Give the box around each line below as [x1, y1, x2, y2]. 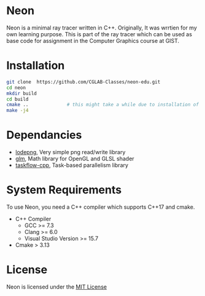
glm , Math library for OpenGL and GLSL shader [15, 155, 134, 163]
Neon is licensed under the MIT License [6, 283, 107, 290]
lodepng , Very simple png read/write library [15, 149, 126, 156]
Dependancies [6, 128, 82, 142]
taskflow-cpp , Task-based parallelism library [15, 162, 129, 169]
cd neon [6, 84, 26, 91]
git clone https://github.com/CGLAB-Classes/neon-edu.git [6, 79, 161, 85]
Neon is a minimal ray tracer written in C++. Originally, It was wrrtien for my [6, 24, 198, 31]
